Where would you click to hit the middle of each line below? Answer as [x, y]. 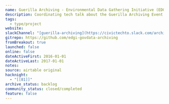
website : [14, 28]
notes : [12, 65]
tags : [11, 19]
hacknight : [17, 75]
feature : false [21, 93]
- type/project [26, 24]
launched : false [22, 47]
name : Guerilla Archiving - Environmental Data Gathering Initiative [80, 10]
